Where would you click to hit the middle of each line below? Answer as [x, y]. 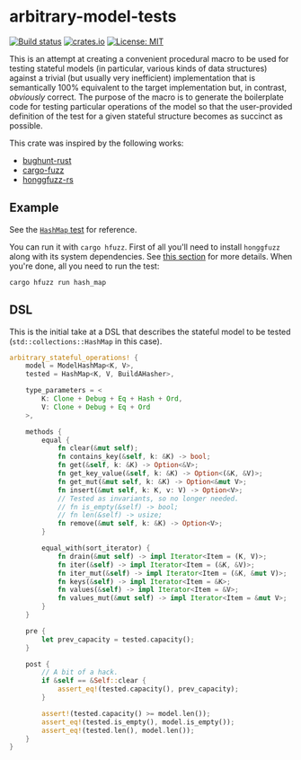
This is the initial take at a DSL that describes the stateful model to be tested [150, 331]
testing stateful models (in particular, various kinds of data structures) [138, 68]
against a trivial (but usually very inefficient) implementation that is [133, 77]
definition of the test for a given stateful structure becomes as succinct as [146, 116]
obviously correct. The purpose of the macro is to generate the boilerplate [147, 97]
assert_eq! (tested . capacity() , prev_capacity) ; [148, 689]
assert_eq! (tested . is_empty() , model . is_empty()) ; [138, 722]
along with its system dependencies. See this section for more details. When [151, 256]
